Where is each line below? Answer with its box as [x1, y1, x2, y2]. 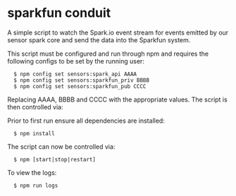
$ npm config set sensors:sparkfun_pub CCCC [13, 82, 147, 90]
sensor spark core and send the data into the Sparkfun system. [7, 35, 191, 44]
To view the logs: [7, 168, 57, 177]
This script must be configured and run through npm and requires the [7, 49, 209, 58]
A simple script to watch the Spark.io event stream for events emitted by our [7, 28, 229, 37]
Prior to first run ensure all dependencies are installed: [7, 116, 166, 125]
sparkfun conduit [7, 5, 111, 21]
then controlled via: [7, 102, 63, 111]
